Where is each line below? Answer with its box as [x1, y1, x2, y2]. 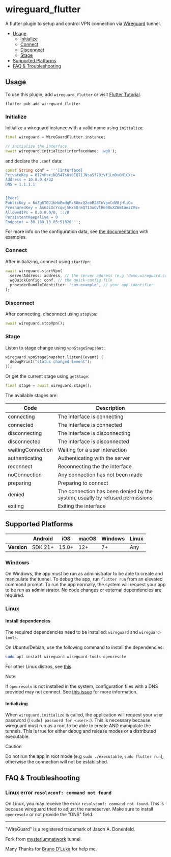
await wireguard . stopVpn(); [5, 321, 65, 326]
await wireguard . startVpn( [5, 268, 63, 273]
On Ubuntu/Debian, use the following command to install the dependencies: [5, 644, 164, 651]
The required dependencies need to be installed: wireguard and [5, 629, 138, 635]
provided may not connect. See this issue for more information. [5, 689, 138, 695]
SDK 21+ [32, 543, 54, 550]
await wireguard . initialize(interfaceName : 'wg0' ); [5, 148, 117, 154]
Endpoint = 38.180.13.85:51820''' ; [5, 219, 81, 224]
